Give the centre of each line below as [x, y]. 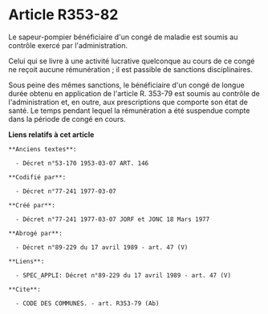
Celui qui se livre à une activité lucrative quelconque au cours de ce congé [132, 61]
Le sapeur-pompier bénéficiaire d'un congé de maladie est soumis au [123, 37]
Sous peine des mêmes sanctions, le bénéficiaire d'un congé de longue [126, 85]
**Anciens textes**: [43, 149]
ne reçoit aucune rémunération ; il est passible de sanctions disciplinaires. [130, 69]
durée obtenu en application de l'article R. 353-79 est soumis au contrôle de [134, 93]
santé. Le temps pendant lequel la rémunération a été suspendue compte [129, 111]
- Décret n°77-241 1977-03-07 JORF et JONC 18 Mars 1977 [113, 219]
